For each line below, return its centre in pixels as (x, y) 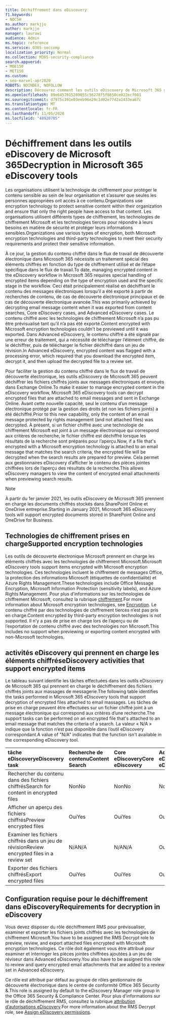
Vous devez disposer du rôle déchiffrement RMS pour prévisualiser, (76, 927)
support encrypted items (46, 668)
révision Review (26, 847)
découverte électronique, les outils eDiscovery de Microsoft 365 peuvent (81, 376)
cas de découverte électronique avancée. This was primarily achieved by (81, 302)
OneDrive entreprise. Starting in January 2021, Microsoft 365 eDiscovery (80, 509)
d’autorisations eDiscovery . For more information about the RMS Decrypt (80, 1007)
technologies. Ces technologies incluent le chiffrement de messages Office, (84, 572)
